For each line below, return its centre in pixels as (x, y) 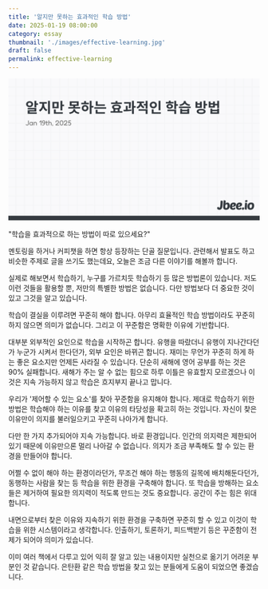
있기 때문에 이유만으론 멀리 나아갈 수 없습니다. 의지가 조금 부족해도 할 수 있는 (127, 446)
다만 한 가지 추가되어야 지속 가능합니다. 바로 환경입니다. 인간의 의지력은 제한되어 (133, 436)
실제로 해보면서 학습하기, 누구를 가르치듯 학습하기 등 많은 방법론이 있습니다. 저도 (133, 278)
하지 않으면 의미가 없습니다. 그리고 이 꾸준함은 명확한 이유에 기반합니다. (119, 324)
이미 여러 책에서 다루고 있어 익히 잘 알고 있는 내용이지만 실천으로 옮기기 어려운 (130, 556)
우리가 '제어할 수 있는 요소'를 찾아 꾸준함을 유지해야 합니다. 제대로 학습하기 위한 (132, 399)
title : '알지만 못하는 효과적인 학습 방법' (70, 17)
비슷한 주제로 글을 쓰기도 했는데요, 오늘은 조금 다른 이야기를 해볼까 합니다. (123, 261)
